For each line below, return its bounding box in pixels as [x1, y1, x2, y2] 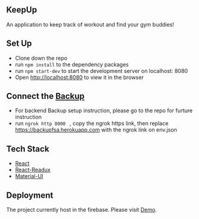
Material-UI [14, 173, 43, 180]
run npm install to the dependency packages [14, 60, 129, 68]
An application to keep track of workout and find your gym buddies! [6, 21, 174, 28]
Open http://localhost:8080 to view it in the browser [14, 74, 144, 81]
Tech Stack [6, 144, 49, 154]
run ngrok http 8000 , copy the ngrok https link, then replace [14, 120, 169, 127]
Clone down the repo [14, 54, 68, 62]
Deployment [6, 190, 54, 200]
